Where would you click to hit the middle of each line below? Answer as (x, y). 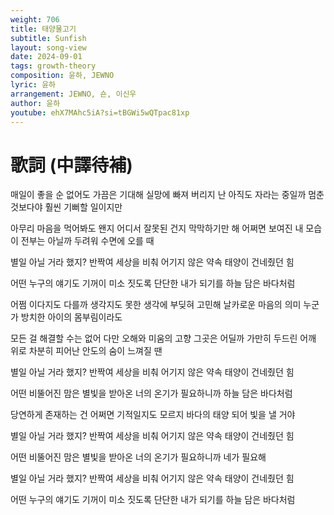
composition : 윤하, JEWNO (62, 76)
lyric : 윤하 (33, 85)
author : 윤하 (35, 103)
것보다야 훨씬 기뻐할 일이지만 (66, 207)
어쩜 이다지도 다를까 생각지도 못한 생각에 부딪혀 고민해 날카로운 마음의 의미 (156, 305)
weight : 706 (35, 19)
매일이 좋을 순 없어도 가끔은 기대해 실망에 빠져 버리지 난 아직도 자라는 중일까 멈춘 (167, 195)
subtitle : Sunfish (48, 38)
